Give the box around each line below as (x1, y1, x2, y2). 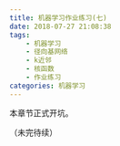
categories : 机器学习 (9, 81, 86, 90)
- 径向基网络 (25, 47, 68, 57)
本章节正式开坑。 (9, 107, 74, 119)
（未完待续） (9, 127, 57, 138)
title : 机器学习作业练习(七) (9, 13, 107, 23)
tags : (9, 30, 30, 39)
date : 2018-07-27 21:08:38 (9, 22, 112, 31)
